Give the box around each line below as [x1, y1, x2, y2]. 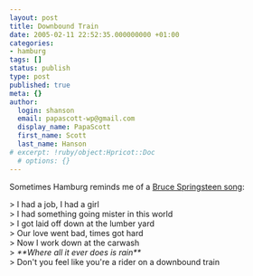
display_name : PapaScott [17, 123, 111, 132]
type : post [9, 72, 51, 81]
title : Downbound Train [9, 22, 99, 31]
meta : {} [9, 89, 42, 98]
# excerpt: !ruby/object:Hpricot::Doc [9, 148, 155, 157]
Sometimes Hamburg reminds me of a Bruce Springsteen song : [9, 181, 246, 192]
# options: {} [17, 156, 70, 166]
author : [9, 97, 39, 107]
